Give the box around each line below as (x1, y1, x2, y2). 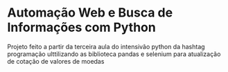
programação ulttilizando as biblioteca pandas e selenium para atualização (7, 50, 221, 58)
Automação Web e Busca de (7, 5, 173, 21)
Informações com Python (7, 19, 156, 35)
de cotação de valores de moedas (7, 57, 105, 65)
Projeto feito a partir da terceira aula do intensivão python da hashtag (7, 42, 206, 51)
